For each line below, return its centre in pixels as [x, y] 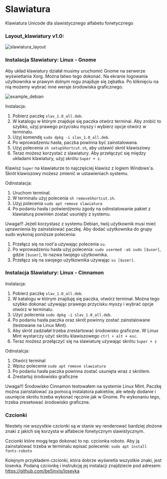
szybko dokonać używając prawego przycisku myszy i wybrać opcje [83, 304]
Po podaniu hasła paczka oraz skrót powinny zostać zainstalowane [81, 320]
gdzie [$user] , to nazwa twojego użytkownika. [60, 254]
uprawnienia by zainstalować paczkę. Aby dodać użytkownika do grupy [79, 229]
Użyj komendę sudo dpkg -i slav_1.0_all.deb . [61, 137]
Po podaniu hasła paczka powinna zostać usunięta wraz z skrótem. [81, 371]
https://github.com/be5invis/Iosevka [42, 471]
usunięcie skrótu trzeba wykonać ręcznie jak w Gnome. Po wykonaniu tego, [83, 396]
